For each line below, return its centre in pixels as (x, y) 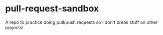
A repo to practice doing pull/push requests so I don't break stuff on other (81, 22)
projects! (14, 27)
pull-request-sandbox (52, 9)
